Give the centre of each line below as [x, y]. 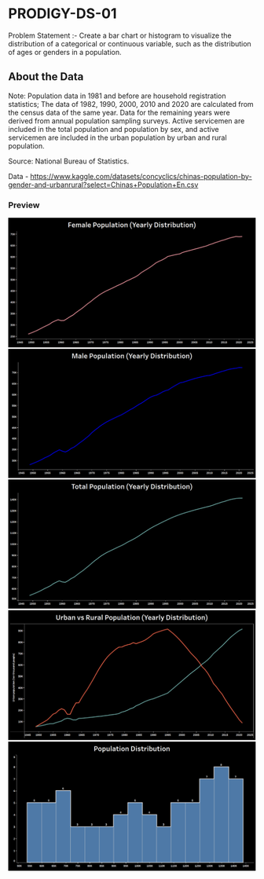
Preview [24, 205]
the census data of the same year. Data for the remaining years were [119, 112]
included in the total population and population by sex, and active [114, 129]
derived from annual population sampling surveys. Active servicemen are [126, 121]
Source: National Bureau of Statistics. [69, 161]
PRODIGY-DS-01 [62, 14]
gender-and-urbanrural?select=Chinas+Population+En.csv [103, 185]
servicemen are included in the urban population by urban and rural [117, 137]
